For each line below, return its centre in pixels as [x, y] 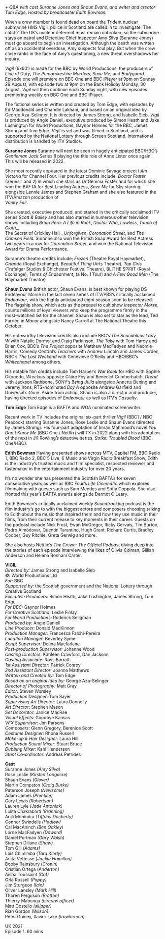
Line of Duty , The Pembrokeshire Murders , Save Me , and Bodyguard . [75, 74]
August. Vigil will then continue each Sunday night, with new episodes [76, 89]
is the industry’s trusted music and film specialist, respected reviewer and [80, 463]
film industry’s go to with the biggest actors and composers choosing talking [83, 509]
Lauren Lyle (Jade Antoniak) [34, 806]
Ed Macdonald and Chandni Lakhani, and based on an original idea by [76, 109]
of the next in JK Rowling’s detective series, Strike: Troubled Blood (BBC [78, 438]
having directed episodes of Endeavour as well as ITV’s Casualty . [72, 398]
